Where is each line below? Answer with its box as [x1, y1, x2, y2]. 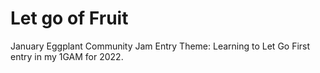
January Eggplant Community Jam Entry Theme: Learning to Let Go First [10, 40, 311, 52]
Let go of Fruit [10, 7, 129, 30]
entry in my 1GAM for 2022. [10, 50, 124, 62]
